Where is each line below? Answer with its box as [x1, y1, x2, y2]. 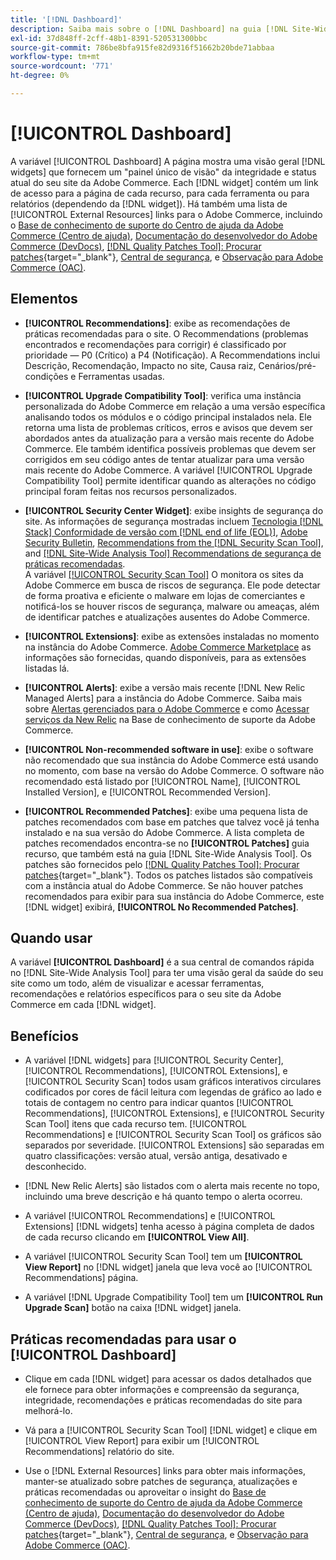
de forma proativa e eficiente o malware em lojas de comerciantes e [24, 589, 306, 601]
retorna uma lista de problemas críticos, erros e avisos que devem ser [24, 421, 313, 433]
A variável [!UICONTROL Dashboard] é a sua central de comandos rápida [10, 956, 315, 968]
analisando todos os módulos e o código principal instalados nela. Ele [24, 411, 312, 423]
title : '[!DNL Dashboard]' [10, 14, 123, 25]
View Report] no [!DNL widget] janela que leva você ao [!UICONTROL [24, 1261, 313, 1273]
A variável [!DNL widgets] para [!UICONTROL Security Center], [24, 1054, 284, 1066]
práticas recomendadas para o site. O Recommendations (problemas [24, 327, 309, 340]
